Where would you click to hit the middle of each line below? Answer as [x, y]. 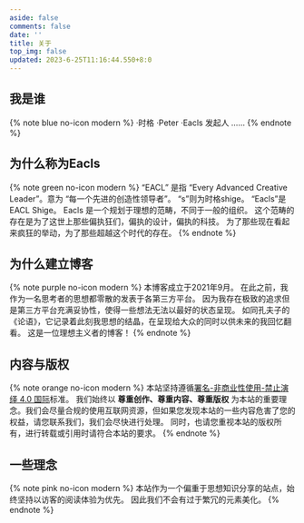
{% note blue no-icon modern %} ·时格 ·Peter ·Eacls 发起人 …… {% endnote [151, 123]
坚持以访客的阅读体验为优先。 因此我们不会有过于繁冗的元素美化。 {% [148, 499]
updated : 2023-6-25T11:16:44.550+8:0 [81, 60]
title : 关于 [30, 43]
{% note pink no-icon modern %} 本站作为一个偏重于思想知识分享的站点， [148, 488]
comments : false [40, 26]
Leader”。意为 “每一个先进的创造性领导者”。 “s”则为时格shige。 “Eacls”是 [148, 198]
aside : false [34, 18]
